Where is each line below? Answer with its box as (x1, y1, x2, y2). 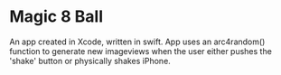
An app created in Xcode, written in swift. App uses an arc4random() (9, 36, 266, 47)
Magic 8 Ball (9, 6, 104, 27)
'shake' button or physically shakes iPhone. (9, 55, 172, 66)
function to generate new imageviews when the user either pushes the (9, 45, 273, 56)
